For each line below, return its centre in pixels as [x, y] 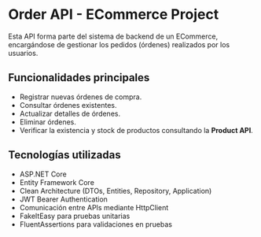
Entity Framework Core [57, 182]
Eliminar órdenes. [48, 122]
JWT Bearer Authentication [64, 199]
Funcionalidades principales [79, 78]
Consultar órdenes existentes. [68, 105]
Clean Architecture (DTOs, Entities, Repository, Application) [116, 191]
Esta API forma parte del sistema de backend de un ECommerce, [113, 36]
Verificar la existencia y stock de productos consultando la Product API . [136, 130]
